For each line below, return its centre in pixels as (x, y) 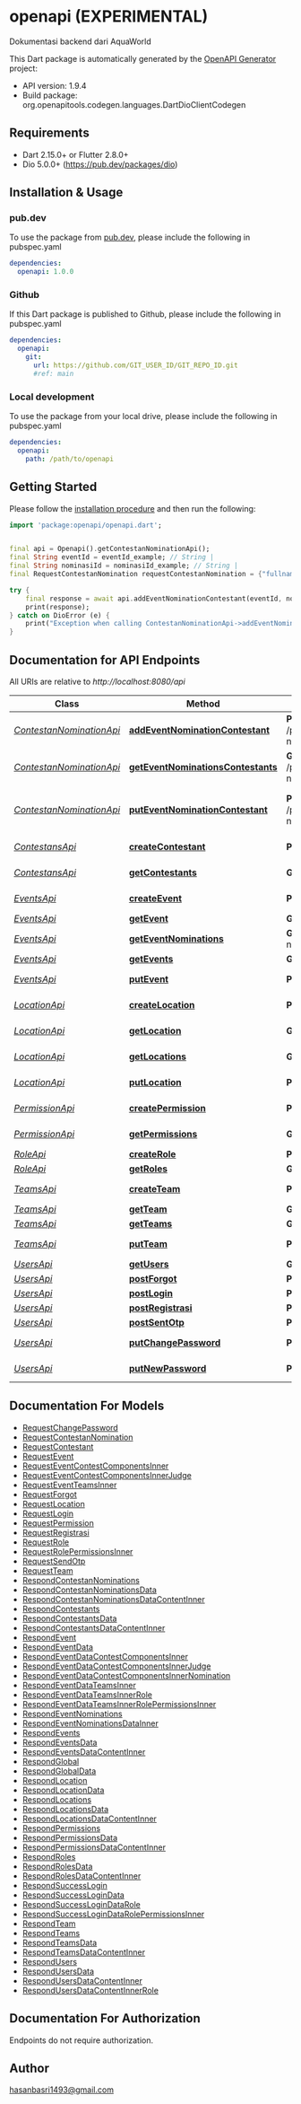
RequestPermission (58, 1522)
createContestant (167, 847)
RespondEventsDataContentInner (84, 1751)
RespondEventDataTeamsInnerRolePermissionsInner (119, 1704)
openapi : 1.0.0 (46, 272)
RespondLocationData (63, 1790)
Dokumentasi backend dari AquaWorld (81, 41)
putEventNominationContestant (198, 810)
